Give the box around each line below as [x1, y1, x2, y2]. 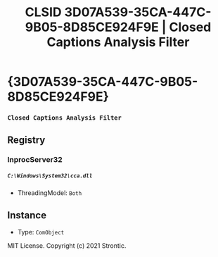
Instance [7, 209, 47, 221]
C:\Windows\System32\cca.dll [7, 173, 93, 180]
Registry [7, 134, 46, 146]
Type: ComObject [17, 228, 65, 237]
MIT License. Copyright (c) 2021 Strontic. [7, 242, 127, 250]
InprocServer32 [7, 155, 63, 165]
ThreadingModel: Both [17, 189, 82, 197]
